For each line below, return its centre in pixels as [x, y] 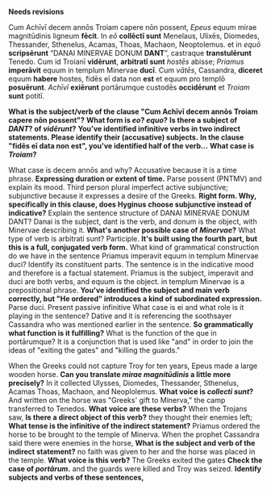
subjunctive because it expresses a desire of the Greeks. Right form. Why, [132, 196]
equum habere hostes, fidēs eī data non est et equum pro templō [117, 79]
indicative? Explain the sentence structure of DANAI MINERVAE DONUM [129, 213]
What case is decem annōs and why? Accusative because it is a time [123, 170]
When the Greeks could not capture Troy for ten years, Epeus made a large [133, 366]
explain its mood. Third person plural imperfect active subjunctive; [118, 187]
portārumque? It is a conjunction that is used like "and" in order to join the [131, 341]
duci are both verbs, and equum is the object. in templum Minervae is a [127, 281]
